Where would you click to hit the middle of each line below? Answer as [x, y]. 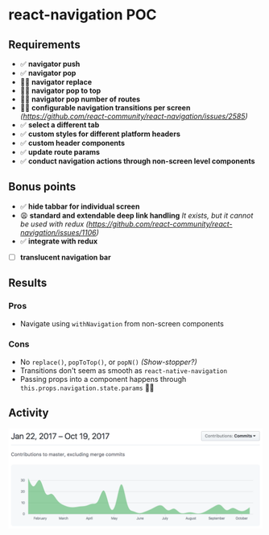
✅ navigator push [50, 64]
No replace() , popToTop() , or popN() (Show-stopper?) [108, 362]
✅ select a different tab [60, 125]
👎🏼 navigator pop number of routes [80, 99]
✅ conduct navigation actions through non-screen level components [137, 161]
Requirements [44, 45]
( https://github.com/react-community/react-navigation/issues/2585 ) [134, 116]
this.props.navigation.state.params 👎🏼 [87, 388]
